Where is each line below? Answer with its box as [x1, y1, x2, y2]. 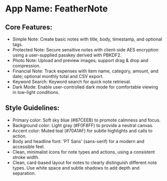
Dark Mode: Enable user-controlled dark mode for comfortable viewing [12, 84, 159, 90]
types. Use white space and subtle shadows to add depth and [12, 164, 140, 170]
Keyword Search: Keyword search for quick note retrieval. [12, 78, 131, 84]
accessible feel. [12, 143, 45, 149]
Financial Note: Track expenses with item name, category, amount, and [12, 68, 159, 74]
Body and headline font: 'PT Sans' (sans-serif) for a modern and [12, 138, 145, 144]
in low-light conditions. [12, 89, 60, 95]
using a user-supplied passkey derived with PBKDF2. [12, 52, 122, 58]
